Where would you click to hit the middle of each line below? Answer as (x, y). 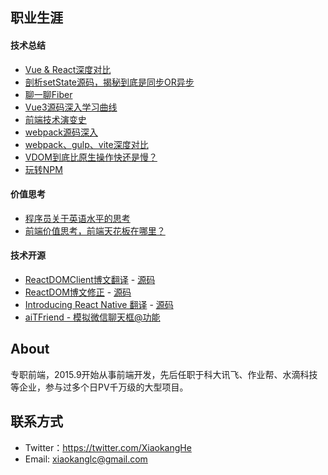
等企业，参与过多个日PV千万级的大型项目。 (99, 387)
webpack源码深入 (61, 132)
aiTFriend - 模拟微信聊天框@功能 (92, 317)
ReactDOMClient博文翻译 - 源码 (90, 279)
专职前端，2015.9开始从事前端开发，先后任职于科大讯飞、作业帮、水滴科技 (164, 374)
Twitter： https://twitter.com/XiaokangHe (108, 447)
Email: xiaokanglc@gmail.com (86, 459)
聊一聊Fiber (48, 94)
